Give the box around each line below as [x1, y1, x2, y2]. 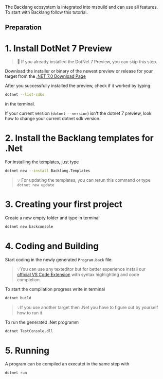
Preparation [5, 23, 42, 32]
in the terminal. [5, 101, 35, 107]
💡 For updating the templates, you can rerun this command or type [17, 177, 151, 183]
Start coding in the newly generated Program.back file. [5, 257, 113, 262]
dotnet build [5, 295, 32, 300]
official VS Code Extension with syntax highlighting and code [17, 272, 140, 277]
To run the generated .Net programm [5, 319, 79, 325]
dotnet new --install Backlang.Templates [5, 169, 91, 173]
